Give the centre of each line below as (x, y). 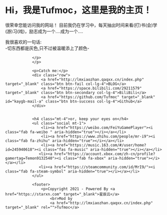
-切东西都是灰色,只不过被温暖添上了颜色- (47, 48)
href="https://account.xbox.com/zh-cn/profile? (105, 154)
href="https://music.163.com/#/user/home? (101, 145)
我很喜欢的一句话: (23, 42)
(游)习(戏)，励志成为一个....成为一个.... (44, 31)
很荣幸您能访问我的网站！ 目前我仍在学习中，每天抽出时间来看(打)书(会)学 (81, 25)
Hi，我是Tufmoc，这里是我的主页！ (78, 10)
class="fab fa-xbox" (85, 158)
